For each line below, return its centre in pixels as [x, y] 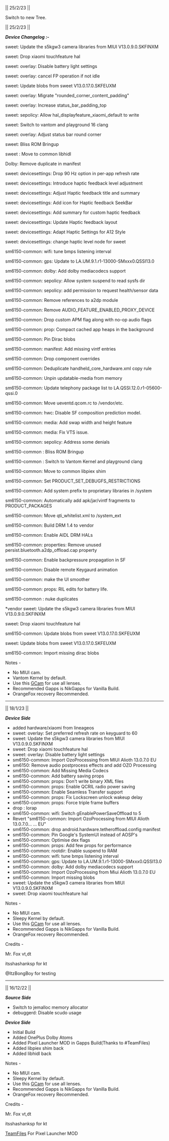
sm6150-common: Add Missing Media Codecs [61, 770]
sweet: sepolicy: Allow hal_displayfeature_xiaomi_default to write [72, 115]
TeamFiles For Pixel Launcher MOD [41, 1133]
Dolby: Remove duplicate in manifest [43, 164]
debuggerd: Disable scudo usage [47, 1013]
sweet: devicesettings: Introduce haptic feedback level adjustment [74, 183]
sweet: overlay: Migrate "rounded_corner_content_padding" [67, 95]
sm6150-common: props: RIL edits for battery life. [57, 589]
